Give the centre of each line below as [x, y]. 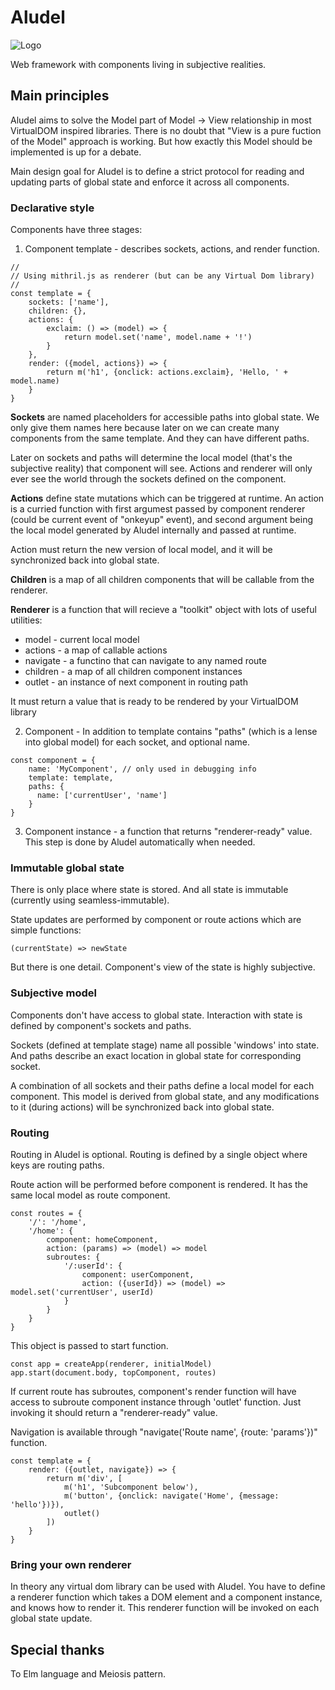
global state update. [51, 1618]
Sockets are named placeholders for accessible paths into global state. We [165, 417]
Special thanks [57, 1649]
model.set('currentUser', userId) [82, 1292]
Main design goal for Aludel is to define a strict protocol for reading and [157, 171]
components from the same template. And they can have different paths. [160, 438]
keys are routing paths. [57, 1165]
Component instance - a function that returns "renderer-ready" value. [168, 832]
